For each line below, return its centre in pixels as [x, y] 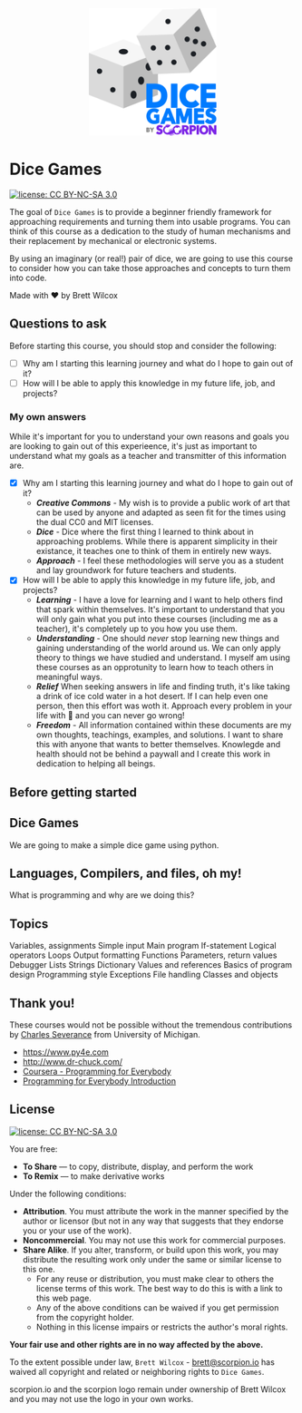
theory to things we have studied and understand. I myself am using [163, 658]
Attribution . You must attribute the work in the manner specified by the [156, 1211]
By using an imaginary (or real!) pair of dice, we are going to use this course [151, 258]
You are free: [34, 1149]
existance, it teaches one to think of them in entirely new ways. [154, 551]
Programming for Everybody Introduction [99, 1081]
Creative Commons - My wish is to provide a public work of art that [163, 503]
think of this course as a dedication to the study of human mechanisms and [150, 231]
